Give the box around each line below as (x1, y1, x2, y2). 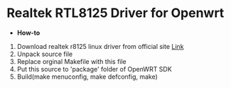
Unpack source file (16, 50, 72, 58)
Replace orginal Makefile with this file (16, 57, 127, 65)
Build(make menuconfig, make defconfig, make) (16, 72, 158, 81)
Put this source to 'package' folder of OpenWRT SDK (16, 65, 172, 73)
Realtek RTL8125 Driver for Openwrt (6, 5, 225, 21)
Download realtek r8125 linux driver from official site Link (16, 42, 184, 50)
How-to (16, 28, 41, 37)
